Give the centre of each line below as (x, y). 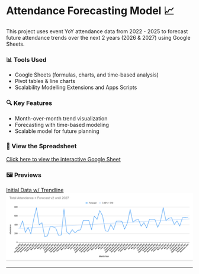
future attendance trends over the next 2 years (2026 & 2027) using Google (98, 37)
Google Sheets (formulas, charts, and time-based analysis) (86, 75)
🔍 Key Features (29, 103)
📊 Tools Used (26, 59)
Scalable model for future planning (57, 131)
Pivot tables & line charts (45, 81)
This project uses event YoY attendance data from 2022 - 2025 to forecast (97, 31)
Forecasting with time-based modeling (62, 125)
